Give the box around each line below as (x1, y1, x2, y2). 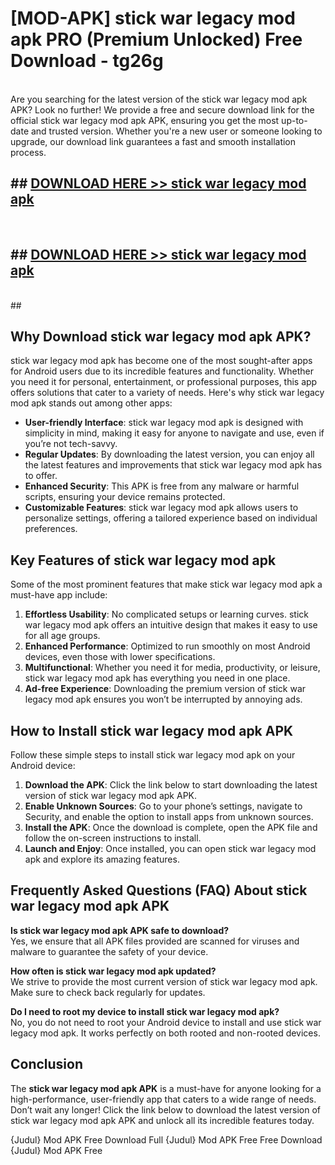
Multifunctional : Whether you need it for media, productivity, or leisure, (24, 662, 321, 674)
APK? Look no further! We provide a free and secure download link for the (10, 103, 315, 116)
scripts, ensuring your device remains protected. (24, 491, 226, 503)
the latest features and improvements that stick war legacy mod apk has (24, 459, 323, 471)
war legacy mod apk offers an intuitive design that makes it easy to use (24, 619, 318, 631)
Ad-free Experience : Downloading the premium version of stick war (24, 683, 307, 695)
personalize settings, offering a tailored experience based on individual (24, 512, 318, 524)
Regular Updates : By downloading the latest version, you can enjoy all (24, 448, 315, 461)
